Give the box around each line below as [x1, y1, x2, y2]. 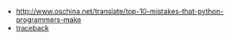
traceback [15, 24, 49, 32]
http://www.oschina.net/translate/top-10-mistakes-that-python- [15, 7, 224, 16]
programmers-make [15, 15, 82, 24]
